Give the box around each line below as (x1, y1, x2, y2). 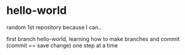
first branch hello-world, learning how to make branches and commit (6, 35, 179, 42)
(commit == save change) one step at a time (6, 42, 118, 49)
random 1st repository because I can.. (6, 24, 102, 31)
